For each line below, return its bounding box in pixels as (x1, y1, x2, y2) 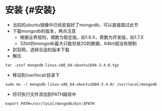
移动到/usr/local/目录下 (12, 72, 60, 78)
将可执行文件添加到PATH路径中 (12, 91, 76, 97)
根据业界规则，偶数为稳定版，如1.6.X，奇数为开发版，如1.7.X (19, 34, 144, 40)
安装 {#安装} (5, 4, 56, 16)
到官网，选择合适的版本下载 (12, 47, 70, 53)
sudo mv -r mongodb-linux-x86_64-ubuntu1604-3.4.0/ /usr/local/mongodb (5, 82, 157, 87)
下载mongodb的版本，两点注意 (12, 28, 76, 34)
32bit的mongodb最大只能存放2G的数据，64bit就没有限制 (19, 40, 137, 46)
